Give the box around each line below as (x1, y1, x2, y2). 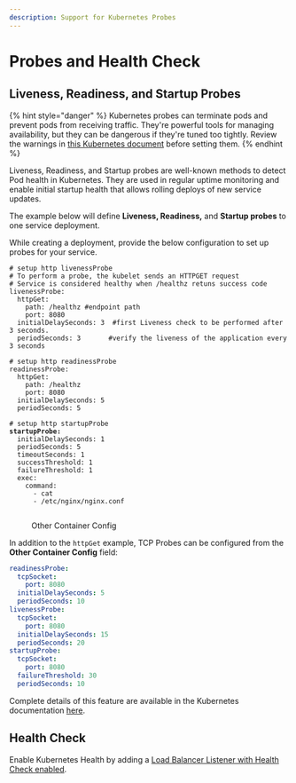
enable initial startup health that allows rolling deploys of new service (9, 184, 261, 194)
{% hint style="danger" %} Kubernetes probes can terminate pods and (9, 110, 269, 121)
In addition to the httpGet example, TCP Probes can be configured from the (9, 537, 284, 548)
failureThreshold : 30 (17, 671, 97, 680)
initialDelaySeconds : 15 (17, 629, 109, 639)
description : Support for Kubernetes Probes (9, 12, 176, 22)
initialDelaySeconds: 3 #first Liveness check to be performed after (17, 318, 284, 327)
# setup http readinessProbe (9, 357, 117, 366)
